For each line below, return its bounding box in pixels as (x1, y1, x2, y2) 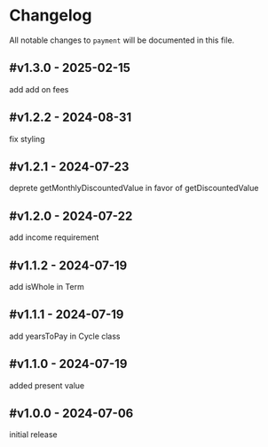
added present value (9, 379, 85, 391)
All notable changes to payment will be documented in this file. (9, 35, 235, 45)
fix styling (9, 133, 45, 144)
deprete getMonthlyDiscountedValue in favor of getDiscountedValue (9, 183, 259, 194)
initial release (9, 429, 58, 440)
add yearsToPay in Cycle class (9, 331, 122, 341)
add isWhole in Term (9, 282, 84, 291)
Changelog (9, 5, 92, 26)
